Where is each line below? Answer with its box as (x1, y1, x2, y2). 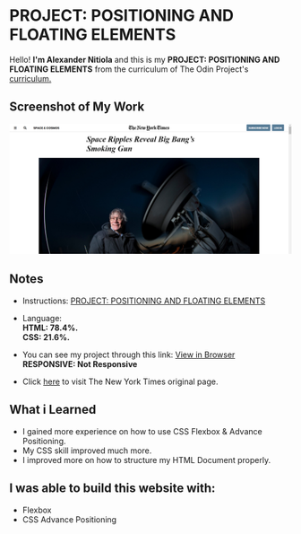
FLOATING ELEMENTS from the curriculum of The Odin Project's (9, 64, 249, 74)
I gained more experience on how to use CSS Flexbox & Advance (21, 425, 262, 436)
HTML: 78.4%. (21, 322, 79, 333)
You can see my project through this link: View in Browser (21, 349, 236, 360)
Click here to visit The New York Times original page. (21, 376, 219, 387)
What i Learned (9, 402, 97, 417)
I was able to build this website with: (9, 481, 216, 496)
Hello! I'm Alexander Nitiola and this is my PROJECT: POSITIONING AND (9, 54, 280, 65)
